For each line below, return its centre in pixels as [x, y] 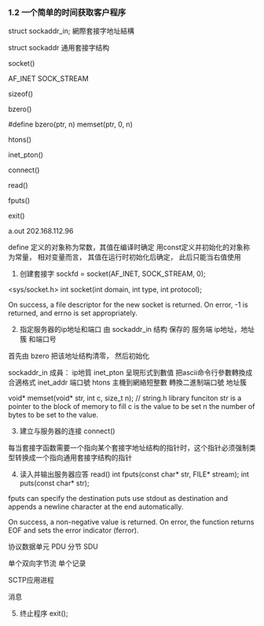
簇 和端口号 [38, 339]
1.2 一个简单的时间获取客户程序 [67, 12]
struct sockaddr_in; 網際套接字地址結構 [71, 31]
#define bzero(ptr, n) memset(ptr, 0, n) [71, 124]
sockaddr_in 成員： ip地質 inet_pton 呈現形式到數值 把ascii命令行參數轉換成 [130, 373]
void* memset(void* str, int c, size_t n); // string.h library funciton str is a [125, 398]
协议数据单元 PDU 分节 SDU [53, 547]
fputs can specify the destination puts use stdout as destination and [118, 499]
